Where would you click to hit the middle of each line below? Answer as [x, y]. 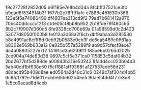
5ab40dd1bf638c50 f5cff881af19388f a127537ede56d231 [65, 67]
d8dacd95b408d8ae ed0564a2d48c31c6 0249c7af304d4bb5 [70, 72]
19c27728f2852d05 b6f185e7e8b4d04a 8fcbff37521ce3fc [66, 7]
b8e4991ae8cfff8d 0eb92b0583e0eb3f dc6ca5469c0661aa [68, 40]
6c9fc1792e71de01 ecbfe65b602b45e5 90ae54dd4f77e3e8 [68, 78]
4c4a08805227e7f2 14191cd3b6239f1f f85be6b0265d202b [68, 51]
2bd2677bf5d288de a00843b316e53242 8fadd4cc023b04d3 [70, 61]
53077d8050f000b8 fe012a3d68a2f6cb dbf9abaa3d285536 [69, 34]
